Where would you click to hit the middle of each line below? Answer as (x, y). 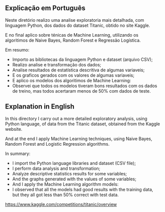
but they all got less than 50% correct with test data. (66, 195)
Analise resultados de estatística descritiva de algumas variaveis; (78, 70)
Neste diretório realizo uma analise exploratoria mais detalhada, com (75, 20)
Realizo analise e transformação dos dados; (57, 64)
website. (14, 129)
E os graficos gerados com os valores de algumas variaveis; (73, 75)
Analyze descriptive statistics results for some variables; (69, 173)
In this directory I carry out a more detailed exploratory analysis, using (76, 118)
